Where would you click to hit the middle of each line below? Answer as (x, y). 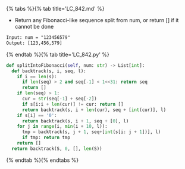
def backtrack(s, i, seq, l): (49, 71)
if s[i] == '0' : (37, 115)
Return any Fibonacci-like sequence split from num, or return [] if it (97, 20)
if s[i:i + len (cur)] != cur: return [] (73, 104)
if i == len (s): (37, 76)
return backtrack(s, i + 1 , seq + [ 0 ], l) (75, 121)
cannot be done (34, 27)
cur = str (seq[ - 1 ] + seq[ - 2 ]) (59, 99)
